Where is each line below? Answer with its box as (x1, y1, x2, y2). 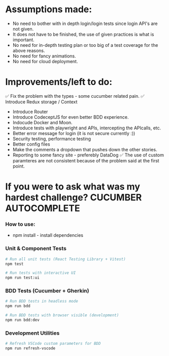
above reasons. (12, 47, 45, 53)
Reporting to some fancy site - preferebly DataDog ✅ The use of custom (12, 152, 164, 158)
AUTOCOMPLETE (5, 203, 80, 214)
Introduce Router (12, 108, 48, 115)
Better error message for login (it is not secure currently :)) (12, 130, 136, 136)
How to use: (5, 221, 36, 228)
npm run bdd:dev (5, 317, 40, 323)
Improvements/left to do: (5, 76, 113, 88)
